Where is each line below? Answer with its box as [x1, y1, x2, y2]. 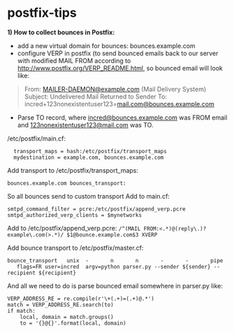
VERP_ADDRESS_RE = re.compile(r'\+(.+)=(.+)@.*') [7, 295, 155, 302]
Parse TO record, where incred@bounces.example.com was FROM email [17, 113, 228, 122]
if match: [7, 307, 36, 314]
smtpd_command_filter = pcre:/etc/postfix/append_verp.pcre [7, 205, 187, 213]
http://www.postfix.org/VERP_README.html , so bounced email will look [17, 64, 224, 72]
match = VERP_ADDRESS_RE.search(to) [7, 301, 114, 309]
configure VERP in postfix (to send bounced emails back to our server [17, 49, 219, 57]
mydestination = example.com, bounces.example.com [13, 154, 164, 161]
